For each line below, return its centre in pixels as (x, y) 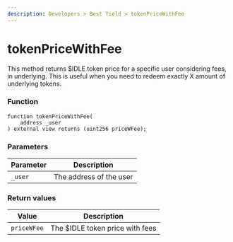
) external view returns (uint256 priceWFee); (77, 129)
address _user (41, 122)
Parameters (28, 146)
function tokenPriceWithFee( (50, 116)
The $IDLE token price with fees (103, 229)
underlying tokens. (35, 83)
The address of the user (93, 177)
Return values (32, 198)
